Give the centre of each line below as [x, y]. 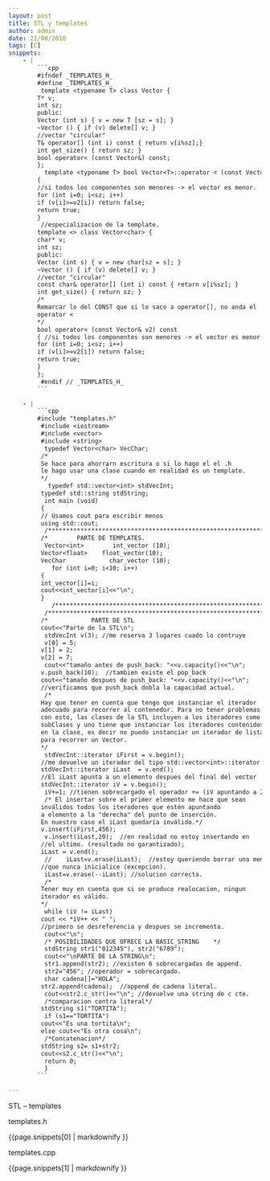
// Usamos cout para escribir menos [102, 516]
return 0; [61, 1061]
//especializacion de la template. [100, 225]
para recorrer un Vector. [84, 740]
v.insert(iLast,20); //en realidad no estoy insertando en [147, 837]
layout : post [30, 16]
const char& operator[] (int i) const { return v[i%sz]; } [138, 285]
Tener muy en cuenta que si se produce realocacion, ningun [143, 889]
